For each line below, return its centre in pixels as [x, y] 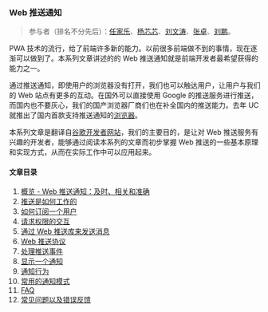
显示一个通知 [41, 261]
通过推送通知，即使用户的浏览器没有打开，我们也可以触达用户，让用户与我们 [135, 85]
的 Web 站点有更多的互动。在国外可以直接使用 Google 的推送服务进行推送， [134, 95]
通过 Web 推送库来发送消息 [65, 231]
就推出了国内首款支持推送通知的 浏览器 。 [75, 115]
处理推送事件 [41, 251]
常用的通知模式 [45, 281]
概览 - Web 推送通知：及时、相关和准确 [85, 191]
